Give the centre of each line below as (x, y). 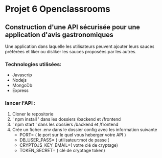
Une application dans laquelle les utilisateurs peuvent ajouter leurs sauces (80, 46)
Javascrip (22, 75)
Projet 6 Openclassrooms (58, 9)
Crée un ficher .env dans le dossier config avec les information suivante (85, 129)
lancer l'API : (20, 103)
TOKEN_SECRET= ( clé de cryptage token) (62, 150)
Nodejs (19, 80)
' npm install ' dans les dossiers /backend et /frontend (67, 119)
